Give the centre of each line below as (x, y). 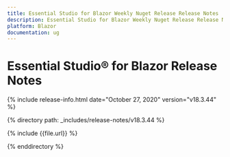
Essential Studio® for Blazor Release (112, 66)
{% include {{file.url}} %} (42, 133)
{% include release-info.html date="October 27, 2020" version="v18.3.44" (112, 100)
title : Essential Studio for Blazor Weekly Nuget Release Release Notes (113, 13)
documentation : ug (33, 32)
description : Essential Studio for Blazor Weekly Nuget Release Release (113, 20)
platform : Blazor (32, 26)
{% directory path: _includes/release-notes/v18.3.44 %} (86, 120)
